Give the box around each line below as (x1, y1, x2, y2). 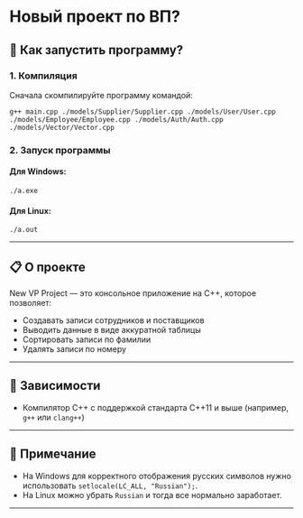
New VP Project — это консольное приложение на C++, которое (9, 288, 257, 299)
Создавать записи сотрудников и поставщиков (22, 315, 205, 326)
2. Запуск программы (9, 143, 111, 156)
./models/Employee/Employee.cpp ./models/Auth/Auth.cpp (9, 115, 224, 124)
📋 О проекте (9, 259, 86, 274)
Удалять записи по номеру (22, 344, 127, 355)
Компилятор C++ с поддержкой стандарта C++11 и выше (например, (22, 402, 289, 412)
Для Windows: (9, 166, 67, 177)
